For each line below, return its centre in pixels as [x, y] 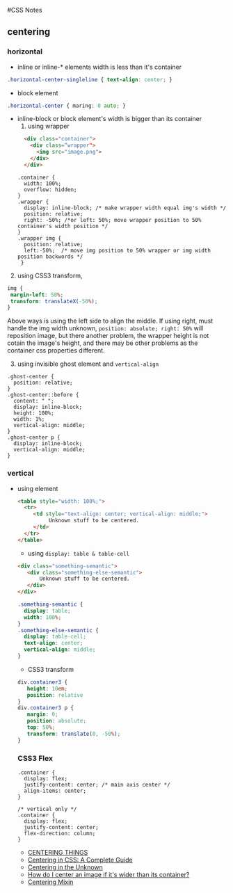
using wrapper [48, 126]
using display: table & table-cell [79, 553]
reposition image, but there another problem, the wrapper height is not [108, 336]
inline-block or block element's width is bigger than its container [110, 119]
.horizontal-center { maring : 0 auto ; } [67, 106]
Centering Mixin [50, 882]
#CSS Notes [25, 10]
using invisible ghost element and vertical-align [88, 364]
